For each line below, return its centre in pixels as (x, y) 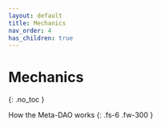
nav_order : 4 (30, 30)
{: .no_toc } (26, 100)
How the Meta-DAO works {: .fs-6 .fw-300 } (81, 115)
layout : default (35, 16)
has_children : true (41, 38)
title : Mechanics (37, 23)
